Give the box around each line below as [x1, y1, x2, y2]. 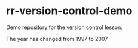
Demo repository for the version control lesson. [6, 24, 122, 31]
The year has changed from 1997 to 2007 [6, 35, 108, 42]
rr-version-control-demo [6, 4, 133, 18]
